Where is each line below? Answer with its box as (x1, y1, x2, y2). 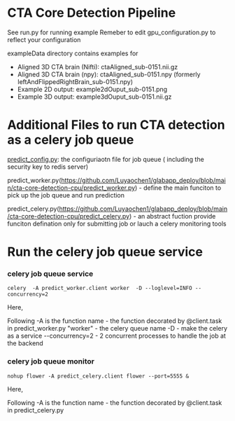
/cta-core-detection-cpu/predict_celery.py (7, 212, 130, 220)
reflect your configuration (7, 35, 81, 43)
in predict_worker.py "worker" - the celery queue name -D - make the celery (7, 324, 228, 333)
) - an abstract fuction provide (129, 212, 216, 220)
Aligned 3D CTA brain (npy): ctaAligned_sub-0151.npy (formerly (17, 70, 201, 78)
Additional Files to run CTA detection (7, 117, 225, 133)
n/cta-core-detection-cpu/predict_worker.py (7, 184, 136, 192)
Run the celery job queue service (7, 244, 203, 260)
